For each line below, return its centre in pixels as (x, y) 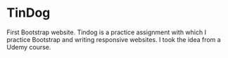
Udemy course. (29, 47)
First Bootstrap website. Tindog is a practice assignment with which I (107, 32)
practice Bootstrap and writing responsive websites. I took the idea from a (114, 39)
